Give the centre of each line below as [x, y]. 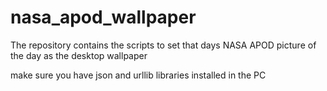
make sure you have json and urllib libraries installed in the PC [138, 75]
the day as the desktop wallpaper [79, 55]
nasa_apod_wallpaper [103, 17]
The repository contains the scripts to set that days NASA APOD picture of [163, 45]
